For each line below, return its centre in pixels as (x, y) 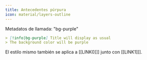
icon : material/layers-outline (38, 14)
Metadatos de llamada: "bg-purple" (42, 28)
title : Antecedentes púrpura (36, 10)
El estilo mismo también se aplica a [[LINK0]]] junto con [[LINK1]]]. (74, 52)
